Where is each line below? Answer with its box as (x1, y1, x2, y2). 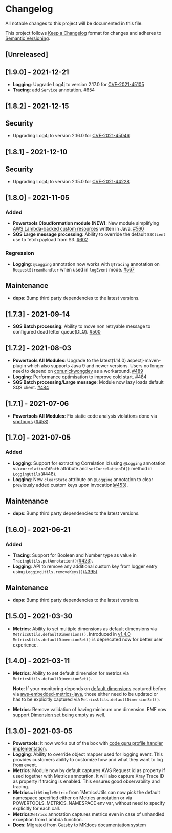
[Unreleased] (5, 50, 49, 59)
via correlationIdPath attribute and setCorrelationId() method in (12, 466, 153, 472)
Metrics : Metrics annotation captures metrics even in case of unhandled (12, 811, 165, 817)
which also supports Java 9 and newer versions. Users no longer (27, 362, 164, 369)
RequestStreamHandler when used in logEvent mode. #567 (12, 266, 135, 273)
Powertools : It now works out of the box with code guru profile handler (12, 740, 163, 746)
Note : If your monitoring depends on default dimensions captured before (12, 685, 167, 692)
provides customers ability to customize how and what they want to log (12, 757, 163, 763)
